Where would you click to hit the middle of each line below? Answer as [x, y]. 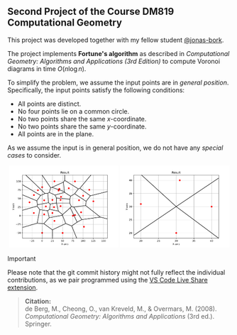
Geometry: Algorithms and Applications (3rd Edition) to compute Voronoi [114, 61]
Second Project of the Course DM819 [91, 12]
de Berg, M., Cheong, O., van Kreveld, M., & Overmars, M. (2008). [121, 309]
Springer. [38, 324]
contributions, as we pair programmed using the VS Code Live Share [108, 280]
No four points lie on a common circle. [73, 111]
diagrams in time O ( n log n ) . [47, 68]
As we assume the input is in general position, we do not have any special [115, 148]
